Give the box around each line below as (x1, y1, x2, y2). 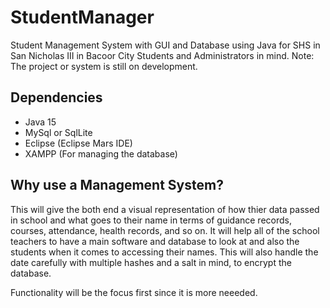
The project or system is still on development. (10, 60, 198, 72)
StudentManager (10, 6, 155, 29)
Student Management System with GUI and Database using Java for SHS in (10, 39, 321, 51)
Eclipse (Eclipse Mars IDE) (24, 137, 133, 149)
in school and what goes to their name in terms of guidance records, (10, 214, 292, 226)
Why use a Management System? (10, 177, 224, 194)
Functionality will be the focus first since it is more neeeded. (10, 286, 258, 298)
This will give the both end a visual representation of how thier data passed (10, 203, 320, 215)
